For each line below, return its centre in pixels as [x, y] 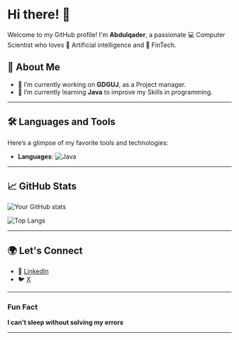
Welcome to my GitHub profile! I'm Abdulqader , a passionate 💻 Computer [116, 34]
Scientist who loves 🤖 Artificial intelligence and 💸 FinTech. [92, 45]
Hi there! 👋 [39, 15]
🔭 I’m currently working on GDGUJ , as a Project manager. [102, 84]
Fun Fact [22, 307]
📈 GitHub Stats [42, 186]
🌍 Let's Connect [45, 251]
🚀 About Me [34, 67]
